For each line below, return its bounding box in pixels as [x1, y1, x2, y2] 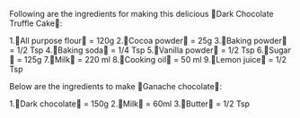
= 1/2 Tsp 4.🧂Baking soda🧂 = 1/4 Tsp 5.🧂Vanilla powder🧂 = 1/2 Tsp [9, 45, 255, 55]
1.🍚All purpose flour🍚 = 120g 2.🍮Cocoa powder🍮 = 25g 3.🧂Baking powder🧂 [9, 36, 287, 46]
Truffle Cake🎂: [9, 18, 63, 29]
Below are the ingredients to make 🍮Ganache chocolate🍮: [9, 81, 223, 91]
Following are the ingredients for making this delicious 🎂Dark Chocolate [9, 9, 274, 19]
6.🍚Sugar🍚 [256, 45, 292, 55]
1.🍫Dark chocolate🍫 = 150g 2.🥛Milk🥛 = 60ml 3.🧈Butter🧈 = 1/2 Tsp [9, 98, 250, 109]
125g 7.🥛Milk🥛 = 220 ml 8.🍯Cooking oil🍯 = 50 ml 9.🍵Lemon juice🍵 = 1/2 [23, 55, 287, 64]
